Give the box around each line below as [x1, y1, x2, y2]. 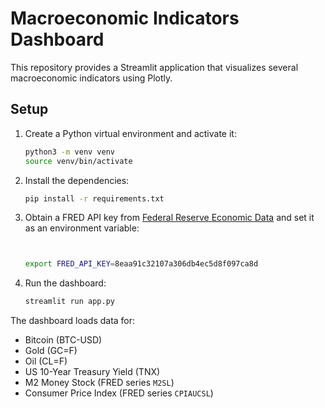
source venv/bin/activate [24, 156, 133, 166]
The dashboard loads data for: [10, 315, 136, 327]
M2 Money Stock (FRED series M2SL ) [24, 377, 175, 389]
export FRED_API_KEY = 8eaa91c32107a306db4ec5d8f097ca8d [24, 259, 259, 269]
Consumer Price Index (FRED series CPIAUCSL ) [24, 387, 214, 399]
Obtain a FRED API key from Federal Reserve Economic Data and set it [24, 212, 315, 224]
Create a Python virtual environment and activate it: [24, 127, 237, 139]
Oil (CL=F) [24, 355, 68, 367]
